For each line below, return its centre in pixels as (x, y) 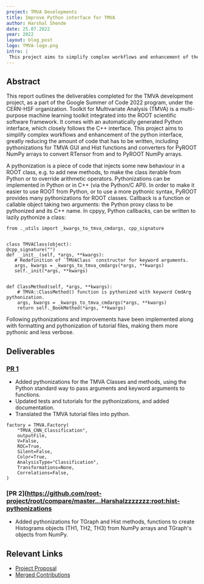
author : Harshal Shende (36, 23)
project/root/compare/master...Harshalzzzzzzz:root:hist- (93, 501)
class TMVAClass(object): (39, 244)
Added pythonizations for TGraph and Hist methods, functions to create (105, 522)
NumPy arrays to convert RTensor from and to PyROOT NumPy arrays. (95, 154)
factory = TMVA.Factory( (38, 425)
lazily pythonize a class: (36, 217)
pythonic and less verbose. (40, 332)
